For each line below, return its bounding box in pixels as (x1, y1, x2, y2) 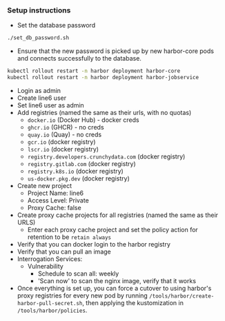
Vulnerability (27, 262, 63, 270)
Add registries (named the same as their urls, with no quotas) (17, 108, 192, 116)
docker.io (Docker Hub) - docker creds (27, 116, 139, 124)
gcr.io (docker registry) (27, 137, 96, 146)
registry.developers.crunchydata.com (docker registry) (27, 152, 186, 160)
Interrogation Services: (17, 254, 83, 263)
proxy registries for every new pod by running (17, 291, 148, 300)
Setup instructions (7, 6, 71, 15)
